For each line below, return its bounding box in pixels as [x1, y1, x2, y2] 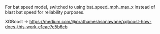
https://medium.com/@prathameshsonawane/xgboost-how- [29, 19, 152, 24]
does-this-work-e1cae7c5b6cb [5, 24, 68, 30]
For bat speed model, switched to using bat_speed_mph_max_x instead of [5, 4, 155, 10]
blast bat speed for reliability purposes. [5, 9, 85, 15]
